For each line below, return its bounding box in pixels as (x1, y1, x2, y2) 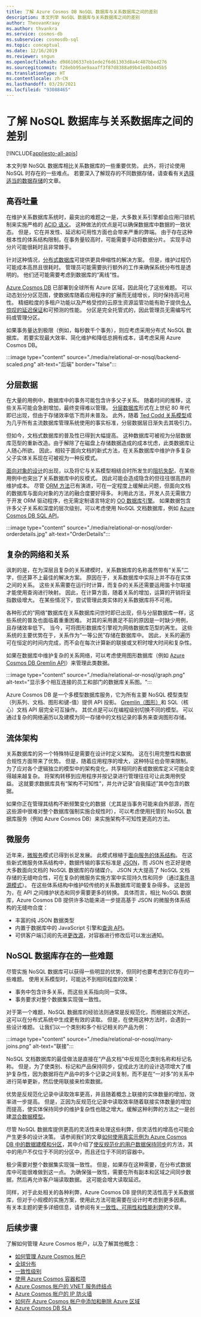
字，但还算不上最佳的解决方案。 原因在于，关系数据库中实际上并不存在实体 (6, 574, 191, 581)
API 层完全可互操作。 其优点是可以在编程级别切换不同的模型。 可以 (28, 706, 194, 713)
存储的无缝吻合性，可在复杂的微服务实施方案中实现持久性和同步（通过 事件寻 (6, 873, 195, 881)
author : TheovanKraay (6, 20, 60, 26)
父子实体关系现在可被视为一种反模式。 (6, 454, 100, 462)
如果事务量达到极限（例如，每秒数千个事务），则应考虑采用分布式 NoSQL (6, 326, 185, 333)
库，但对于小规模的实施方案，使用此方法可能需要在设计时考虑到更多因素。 (6, 1196, 190, 1203)
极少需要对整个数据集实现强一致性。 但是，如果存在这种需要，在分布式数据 (6, 1161, 191, 1168)
